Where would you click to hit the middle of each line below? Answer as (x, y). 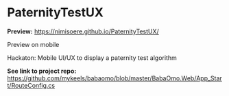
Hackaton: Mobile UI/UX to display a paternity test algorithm (92, 58)
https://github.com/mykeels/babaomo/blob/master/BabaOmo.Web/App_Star (115, 78)
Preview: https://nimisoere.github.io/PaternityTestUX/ (83, 31)
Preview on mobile (33, 44)
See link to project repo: (42, 71)
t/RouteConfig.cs (31, 85)
